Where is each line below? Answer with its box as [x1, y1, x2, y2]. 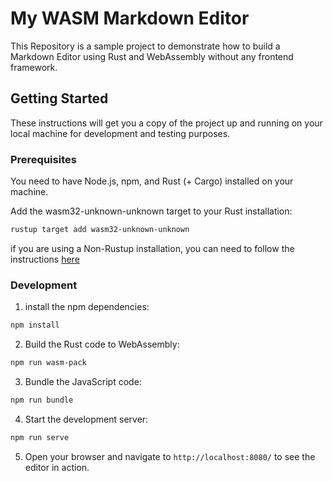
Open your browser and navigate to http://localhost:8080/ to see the [24, 450, 316, 462]
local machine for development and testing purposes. [10, 127, 231, 139]
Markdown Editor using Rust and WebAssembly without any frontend [10, 50, 294, 62]
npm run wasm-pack [10, 358, 87, 368]
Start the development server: [24, 413, 149, 425]
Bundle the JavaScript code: [24, 375, 142, 387]
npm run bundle [10, 395, 74, 405]
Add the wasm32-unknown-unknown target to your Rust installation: [10, 205, 293, 217]
